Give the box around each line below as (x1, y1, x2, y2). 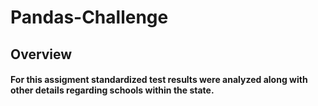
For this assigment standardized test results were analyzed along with (10, 74, 308, 86)
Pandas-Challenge (10, 6, 169, 29)
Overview (10, 46, 73, 63)
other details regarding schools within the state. (10, 84, 215, 96)
